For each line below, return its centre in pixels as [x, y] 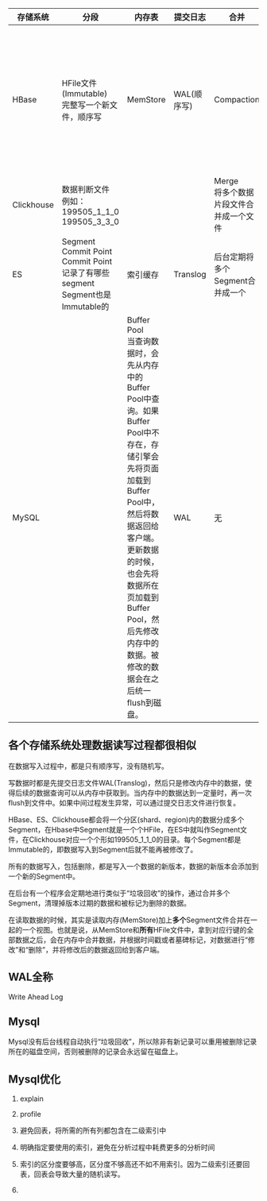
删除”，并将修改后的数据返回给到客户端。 [96, 949]
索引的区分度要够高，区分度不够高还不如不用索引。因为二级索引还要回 [135, 1164]
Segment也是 [87, 295]
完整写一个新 [85, 105]
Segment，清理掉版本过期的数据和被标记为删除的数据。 [100, 903]
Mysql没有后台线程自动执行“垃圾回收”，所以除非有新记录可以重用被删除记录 [133, 1042]
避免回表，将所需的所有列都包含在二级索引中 [93, 1130]
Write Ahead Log [36, 997]
